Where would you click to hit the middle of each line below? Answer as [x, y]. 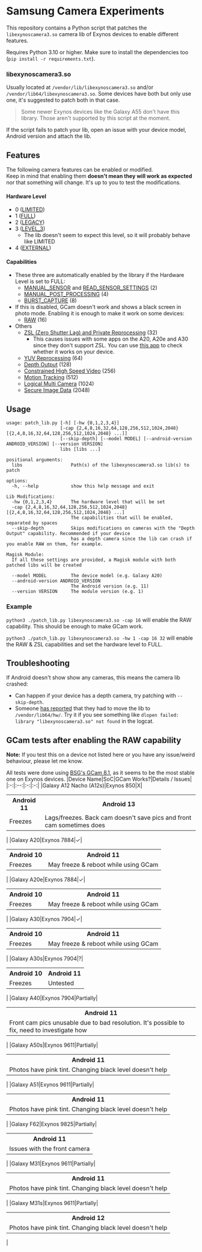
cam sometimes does [75, 825]
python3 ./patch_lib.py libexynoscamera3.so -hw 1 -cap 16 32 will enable [100, 638]
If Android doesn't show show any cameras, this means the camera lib [93, 678]
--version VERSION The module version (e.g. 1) [78, 592]
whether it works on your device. [74, 352]
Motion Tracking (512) [51, 377]
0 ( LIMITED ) [30, 209]
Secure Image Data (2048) [57, 390]
